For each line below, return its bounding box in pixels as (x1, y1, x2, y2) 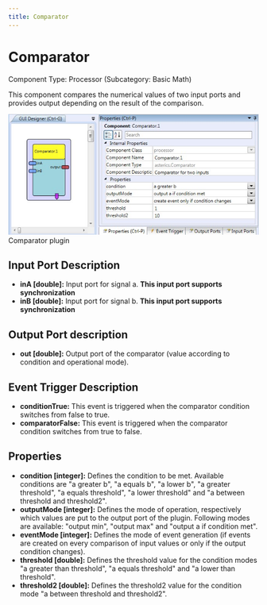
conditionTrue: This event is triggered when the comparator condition (19, 402, 250, 411)
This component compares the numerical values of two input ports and (8, 90, 241, 99)
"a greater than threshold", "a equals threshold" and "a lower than (19, 564, 236, 573)
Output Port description (8, 328, 129, 341)
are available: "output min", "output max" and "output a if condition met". (19, 521, 258, 531)
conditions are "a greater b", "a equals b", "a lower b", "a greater (19, 479, 230, 488)
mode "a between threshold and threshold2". (19, 588, 168, 599)
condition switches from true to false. (19, 427, 143, 437)
